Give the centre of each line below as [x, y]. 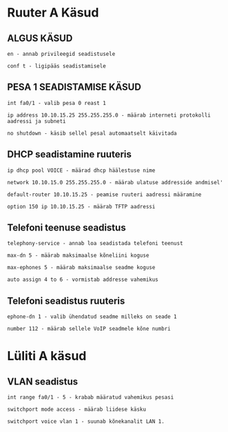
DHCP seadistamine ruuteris [70, 154]
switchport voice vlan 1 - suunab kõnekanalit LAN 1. [86, 422]
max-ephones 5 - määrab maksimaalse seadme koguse [81, 268]
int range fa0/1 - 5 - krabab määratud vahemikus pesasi [91, 397]
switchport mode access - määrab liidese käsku [77, 410]
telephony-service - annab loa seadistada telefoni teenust [95, 244]
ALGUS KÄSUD [40, 38]
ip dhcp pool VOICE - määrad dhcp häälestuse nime [81, 170]
